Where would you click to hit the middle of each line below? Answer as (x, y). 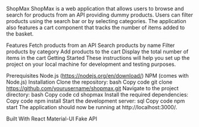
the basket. (20, 34)
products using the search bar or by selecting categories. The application (96, 21)
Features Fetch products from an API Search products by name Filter (91, 45)
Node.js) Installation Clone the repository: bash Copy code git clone (89, 82)
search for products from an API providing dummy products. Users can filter (100, 15)
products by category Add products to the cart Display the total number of (97, 52)
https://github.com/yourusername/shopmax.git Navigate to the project (92, 88)
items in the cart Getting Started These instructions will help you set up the (98, 58)
